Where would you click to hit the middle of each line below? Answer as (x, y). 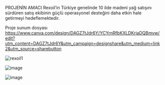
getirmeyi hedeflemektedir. (33, 18)
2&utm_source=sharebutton (33, 49)
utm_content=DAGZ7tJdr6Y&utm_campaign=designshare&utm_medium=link (82, 43)
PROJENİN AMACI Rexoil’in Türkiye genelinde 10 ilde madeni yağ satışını (78, 8)
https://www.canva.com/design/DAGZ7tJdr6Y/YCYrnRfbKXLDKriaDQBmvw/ (82, 33)
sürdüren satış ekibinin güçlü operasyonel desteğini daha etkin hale (73, 13)
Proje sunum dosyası (26, 28)
